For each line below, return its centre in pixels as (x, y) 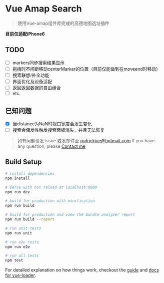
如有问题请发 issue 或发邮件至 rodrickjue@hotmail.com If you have (86, 141)
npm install (17, 178)
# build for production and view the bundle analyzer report (70, 215)
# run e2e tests (22, 242)
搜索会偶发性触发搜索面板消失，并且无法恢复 (58, 130)
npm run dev (17, 192)
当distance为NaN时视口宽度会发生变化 (52, 124)
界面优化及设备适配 (32, 81)
